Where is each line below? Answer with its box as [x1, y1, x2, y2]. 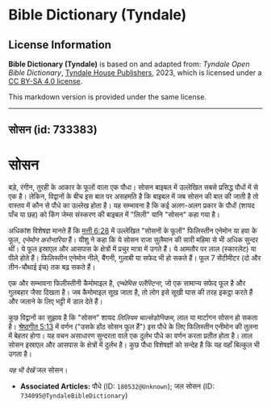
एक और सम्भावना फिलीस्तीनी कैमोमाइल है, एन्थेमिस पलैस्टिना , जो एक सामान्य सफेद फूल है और [8, 279, 246, 288]
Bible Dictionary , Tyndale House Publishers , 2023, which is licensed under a [8, 68, 262, 78]
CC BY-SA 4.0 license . [8, 77, 83, 86]
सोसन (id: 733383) [8, 123, 98, 137]
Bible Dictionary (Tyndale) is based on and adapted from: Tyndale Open [8, 59, 250, 69]
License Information [8, 38, 111, 52]
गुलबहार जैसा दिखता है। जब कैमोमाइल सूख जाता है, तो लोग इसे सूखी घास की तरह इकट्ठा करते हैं [8, 288, 253, 297]
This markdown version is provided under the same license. [8, 92, 207, 102]
